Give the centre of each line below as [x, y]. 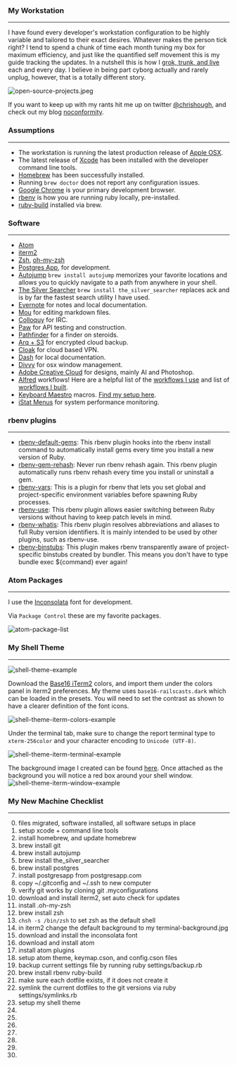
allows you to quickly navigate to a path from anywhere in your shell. [117, 282]
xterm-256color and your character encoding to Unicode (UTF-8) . [102, 740]
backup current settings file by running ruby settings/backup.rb [110, 965]
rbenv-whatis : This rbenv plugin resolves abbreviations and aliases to [119, 525]
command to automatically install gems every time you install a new [116, 450]
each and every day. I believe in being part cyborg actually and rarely [108, 70]
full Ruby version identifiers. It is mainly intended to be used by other [118, 532]
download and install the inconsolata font [78, 935]
